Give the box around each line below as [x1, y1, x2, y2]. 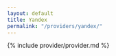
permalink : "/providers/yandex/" [7, 23, 103, 29]
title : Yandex [7, 16, 48, 23]
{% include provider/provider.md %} [7, 42, 110, 50]
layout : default [7, 10, 54, 17]
